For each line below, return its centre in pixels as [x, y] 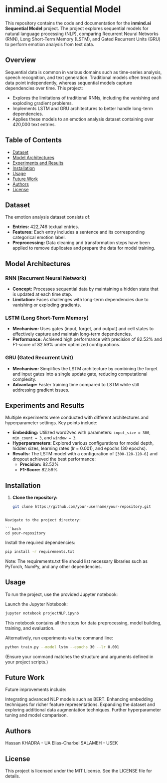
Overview [21, 60]
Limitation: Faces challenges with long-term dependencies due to [80, 300]
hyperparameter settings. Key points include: [51, 423]
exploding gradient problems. [43, 103]
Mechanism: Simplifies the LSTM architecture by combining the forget [85, 368]
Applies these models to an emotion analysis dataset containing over [83, 119]
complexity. [24, 379]
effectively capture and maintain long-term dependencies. [72, 334]
